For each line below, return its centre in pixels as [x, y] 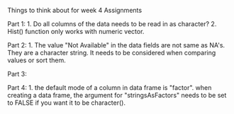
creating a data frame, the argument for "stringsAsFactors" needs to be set [117, 95]
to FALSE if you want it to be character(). [67, 103]
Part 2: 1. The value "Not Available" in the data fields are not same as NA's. [116, 45]
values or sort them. [37, 60]
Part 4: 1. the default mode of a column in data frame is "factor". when [110, 87]
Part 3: [17, 74]
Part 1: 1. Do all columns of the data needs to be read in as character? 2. [112, 24]
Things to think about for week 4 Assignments [75, 10]
